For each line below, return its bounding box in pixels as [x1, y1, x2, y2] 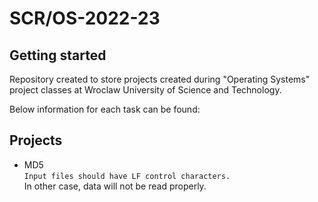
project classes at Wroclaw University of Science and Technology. [9, 84, 282, 96]
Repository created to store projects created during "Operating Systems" [9, 73, 311, 85]
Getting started [9, 47, 107, 64]
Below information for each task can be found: [9, 103, 201, 115]
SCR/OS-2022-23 [9, 7, 161, 30]
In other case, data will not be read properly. [23, 180, 207, 192]
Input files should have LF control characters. [23, 171, 231, 181]
